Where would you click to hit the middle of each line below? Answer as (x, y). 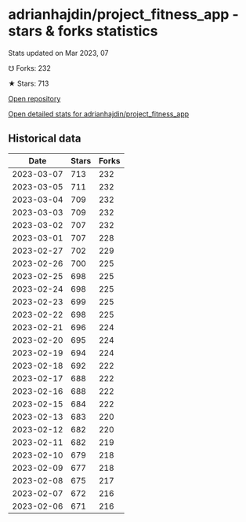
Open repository (34, 98)
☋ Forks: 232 (29, 68)
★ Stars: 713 (29, 83)
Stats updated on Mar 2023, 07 (58, 53)
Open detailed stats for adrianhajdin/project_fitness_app (99, 114)
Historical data (45, 139)
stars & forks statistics (83, 31)
